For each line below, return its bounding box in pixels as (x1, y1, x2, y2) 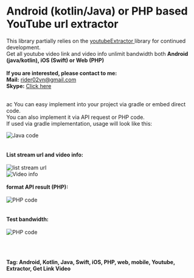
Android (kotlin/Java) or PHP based (6, 4, 188, 18)
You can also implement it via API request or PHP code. (6, 114, 145, 121)
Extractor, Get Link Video (6, 265, 71, 272)
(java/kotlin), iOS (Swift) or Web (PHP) (6, 56, 105, 64)
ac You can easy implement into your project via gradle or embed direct (6, 100, 186, 107)
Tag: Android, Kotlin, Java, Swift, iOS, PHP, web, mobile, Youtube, (6, 258, 175, 265)
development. (6, 44, 41, 51)
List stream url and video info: (6, 151, 84, 158)
